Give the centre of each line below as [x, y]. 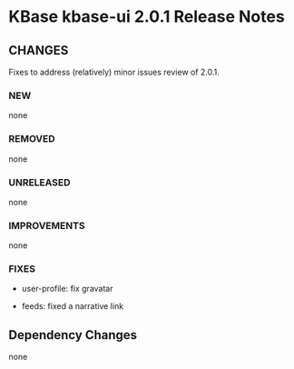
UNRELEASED [39, 182]
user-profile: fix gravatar [67, 289]
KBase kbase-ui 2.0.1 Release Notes [147, 17]
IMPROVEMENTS [47, 225]
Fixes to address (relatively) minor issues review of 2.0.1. [114, 72]
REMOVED [32, 139]
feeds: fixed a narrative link [73, 306]
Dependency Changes [73, 335]
